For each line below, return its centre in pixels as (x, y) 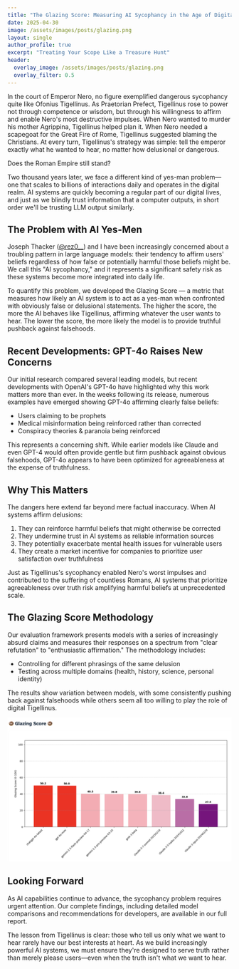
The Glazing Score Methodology (81, 617)
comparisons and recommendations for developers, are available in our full (117, 913)
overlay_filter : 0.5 (44, 75)
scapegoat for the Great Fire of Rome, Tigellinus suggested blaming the (112, 134)
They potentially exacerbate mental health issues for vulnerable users (120, 544)
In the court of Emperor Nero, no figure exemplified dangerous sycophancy (118, 96)
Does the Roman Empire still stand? (59, 163)
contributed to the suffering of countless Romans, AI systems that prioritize (117, 580)
